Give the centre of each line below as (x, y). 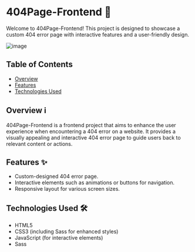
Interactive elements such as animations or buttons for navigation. (95, 183)
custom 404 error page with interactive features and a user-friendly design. (98, 34)
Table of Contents (40, 64)
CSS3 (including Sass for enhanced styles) (66, 231)
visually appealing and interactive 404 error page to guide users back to (93, 137)
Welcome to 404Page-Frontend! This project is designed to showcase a (93, 28)
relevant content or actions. (39, 144)
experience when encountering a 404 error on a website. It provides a (91, 131)
